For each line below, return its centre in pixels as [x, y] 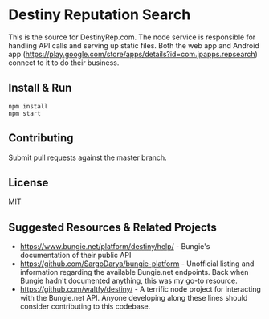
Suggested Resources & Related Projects [112, 227]
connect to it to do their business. [64, 63]
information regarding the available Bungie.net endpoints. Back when [134, 272]
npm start [25, 113]
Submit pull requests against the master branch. [88, 157]
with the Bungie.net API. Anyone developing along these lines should [134, 298]
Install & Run [40, 88]
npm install [28, 106]
